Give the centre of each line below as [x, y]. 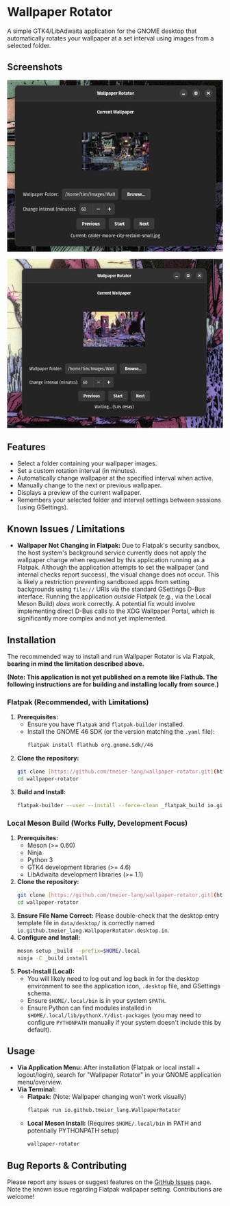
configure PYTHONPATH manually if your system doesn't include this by [124, 1022]
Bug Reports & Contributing [67, 1165]
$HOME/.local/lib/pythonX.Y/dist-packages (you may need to [114, 1015]
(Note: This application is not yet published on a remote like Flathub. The [112, 677]
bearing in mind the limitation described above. [76, 664]
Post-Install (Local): [46, 971]
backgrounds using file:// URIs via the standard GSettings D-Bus [111, 589]
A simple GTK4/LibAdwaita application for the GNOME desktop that [102, 31]
